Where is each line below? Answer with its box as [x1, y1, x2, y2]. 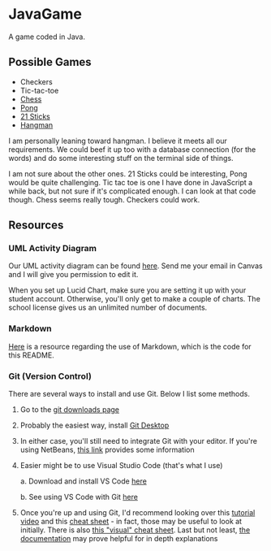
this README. [8, 350, 54, 360]
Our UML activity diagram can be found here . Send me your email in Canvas [8, 261, 263, 271]
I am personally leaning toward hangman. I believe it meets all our [8, 136, 227, 145]
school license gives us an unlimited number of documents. [8, 302, 208, 313]
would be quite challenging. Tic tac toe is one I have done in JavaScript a [8, 177, 253, 187]
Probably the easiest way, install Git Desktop [19, 420, 170, 431]
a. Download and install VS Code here [19, 476, 148, 486]
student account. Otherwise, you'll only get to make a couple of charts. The [8, 294, 261, 304]
